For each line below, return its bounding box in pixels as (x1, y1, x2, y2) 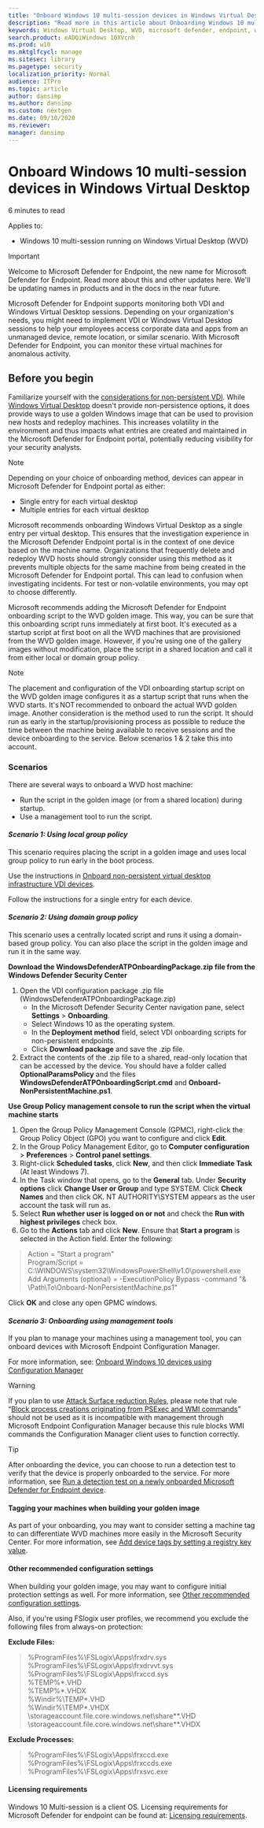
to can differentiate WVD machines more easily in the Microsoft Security (8, 1529, 242, 1539)
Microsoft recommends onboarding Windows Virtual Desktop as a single (8, 521, 243, 530)
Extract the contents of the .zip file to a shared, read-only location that (19, 1053, 247, 1062)
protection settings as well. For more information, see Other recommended (8, 1589, 250, 1599)
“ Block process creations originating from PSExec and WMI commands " (8, 1404, 241, 1414)
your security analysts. (8, 443, 82, 452)
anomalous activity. (8, 348, 71, 359)
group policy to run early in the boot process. (8, 856, 155, 865)
